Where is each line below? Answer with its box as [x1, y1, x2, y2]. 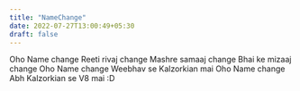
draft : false [9, 29, 59, 38]
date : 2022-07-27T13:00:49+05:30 [9, 21, 135, 30]
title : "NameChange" [9, 12, 87, 22]
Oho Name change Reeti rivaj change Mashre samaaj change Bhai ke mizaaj [9, 54, 292, 65]
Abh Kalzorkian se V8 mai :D [9, 73, 115, 84]
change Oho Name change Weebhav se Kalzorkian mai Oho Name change [9, 63, 286, 74]
